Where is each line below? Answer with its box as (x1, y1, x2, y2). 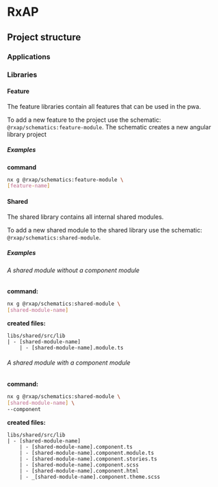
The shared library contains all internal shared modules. (7, 213, 164, 221)
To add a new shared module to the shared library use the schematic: (7, 226, 203, 234)
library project (7, 130, 46, 138)
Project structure (7, 31, 81, 43)
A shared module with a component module (7, 358, 131, 367)
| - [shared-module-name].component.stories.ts (19, 456, 157, 462)
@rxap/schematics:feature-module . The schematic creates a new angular (7, 122, 212, 131)
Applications (7, 52, 51, 62)
